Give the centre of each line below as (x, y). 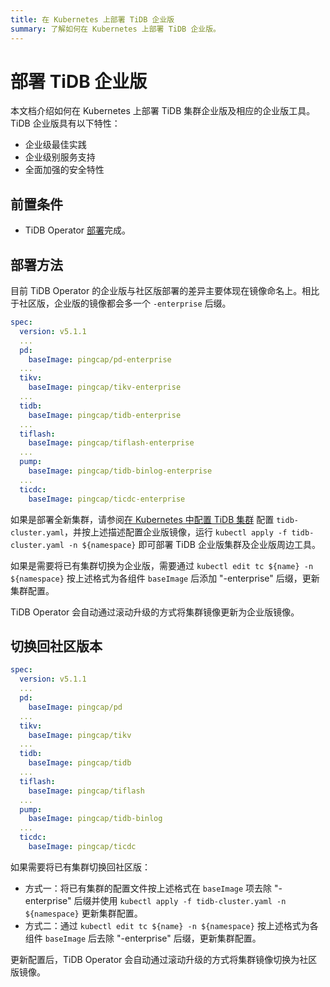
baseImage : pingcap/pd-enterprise (100, 359)
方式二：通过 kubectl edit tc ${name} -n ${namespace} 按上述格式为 (167, 925)
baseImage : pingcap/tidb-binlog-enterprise (120, 471)
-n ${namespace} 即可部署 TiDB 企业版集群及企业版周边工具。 (194, 544)
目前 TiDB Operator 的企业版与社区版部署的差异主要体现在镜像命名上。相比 (165, 291)
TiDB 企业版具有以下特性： (65, 123)
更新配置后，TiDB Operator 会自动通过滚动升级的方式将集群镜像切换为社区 (164, 959)
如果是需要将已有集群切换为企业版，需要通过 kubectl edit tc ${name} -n (162, 565)
